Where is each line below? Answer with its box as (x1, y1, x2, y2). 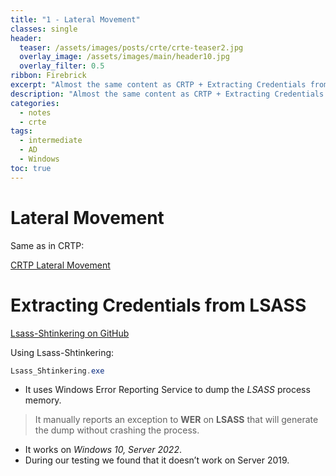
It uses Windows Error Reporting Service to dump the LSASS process (24, 384, 311, 396)
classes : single (10, 24, 78, 34)
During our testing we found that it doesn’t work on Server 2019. (24, 454, 290, 466)
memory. (24, 394, 62, 406)
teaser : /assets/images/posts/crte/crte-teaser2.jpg (19, 42, 244, 53)
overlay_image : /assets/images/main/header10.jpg (19, 52, 230, 62)
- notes (19, 107, 52, 118)
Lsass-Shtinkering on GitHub (10, 327, 130, 339)
